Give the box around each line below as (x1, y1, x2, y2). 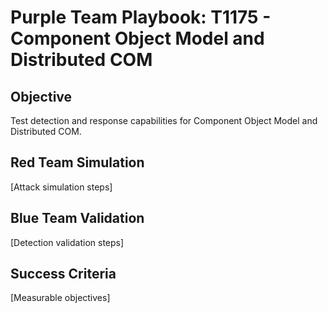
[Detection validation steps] (10, 236, 125, 248)
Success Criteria (10, 266, 117, 283)
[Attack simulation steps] (10, 181, 113, 193)
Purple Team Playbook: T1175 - (10, 6, 272, 29)
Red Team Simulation (10, 154, 145, 171)
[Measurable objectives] (10, 292, 111, 304)
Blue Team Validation (10, 210, 145, 227)
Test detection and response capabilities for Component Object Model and (10, 115, 318, 126)
